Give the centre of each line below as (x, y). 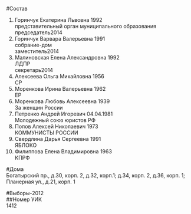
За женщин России (39, 108)
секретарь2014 (34, 70)
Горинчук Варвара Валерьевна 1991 (60, 39)
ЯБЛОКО (26, 145)
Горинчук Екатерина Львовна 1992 (58, 20)
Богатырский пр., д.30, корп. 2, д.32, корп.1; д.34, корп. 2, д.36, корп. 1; (96, 175)
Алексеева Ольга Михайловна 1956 (59, 76)
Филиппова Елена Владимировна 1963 (63, 152)
